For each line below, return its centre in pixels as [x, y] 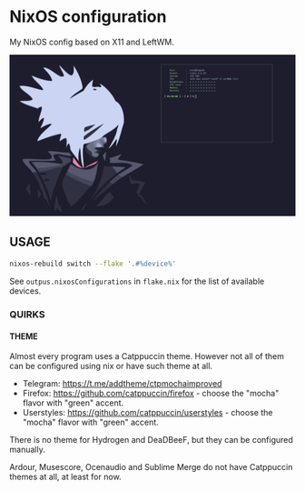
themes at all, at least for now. [65, 477]
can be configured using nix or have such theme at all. [111, 366]
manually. [27, 450]
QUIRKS [27, 315]
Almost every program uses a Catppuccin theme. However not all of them [147, 356]
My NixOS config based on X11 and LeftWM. [92, 42]
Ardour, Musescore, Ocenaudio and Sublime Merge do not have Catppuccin [151, 467]
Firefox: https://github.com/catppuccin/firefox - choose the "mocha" [151, 394]
